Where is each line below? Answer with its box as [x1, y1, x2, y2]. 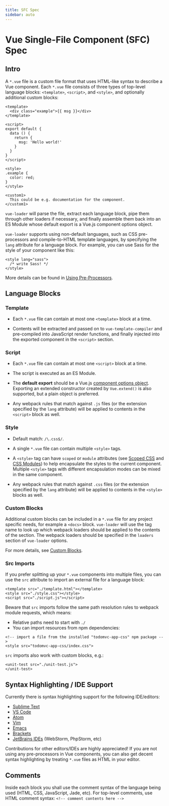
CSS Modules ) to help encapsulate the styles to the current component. [12, 460, 162, 466]
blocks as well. [12, 492, 44, 498]
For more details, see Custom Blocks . [5, 547, 83, 554]
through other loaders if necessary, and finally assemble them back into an [5, 216, 161, 222]
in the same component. [12, 471, 63, 477]
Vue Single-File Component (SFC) [5, 34, 150, 46]
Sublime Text [12, 704, 40, 710]
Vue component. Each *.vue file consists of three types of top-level [5, 83, 146, 90]
